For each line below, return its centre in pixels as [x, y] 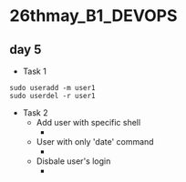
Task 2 [35, 113]
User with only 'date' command [95, 142]
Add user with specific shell [88, 122]
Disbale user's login [73, 161]
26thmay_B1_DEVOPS [93, 16]
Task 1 [35, 71]
